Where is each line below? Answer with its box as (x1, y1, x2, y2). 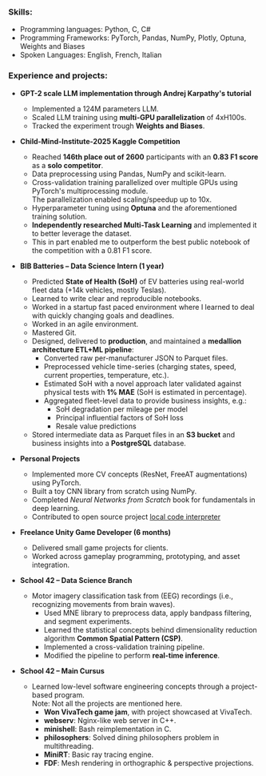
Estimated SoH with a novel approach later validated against (43, 379, 242, 388)
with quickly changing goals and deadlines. (31, 311, 174, 320)
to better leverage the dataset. (31, 228, 132, 238)
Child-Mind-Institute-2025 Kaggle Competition (19, 136, 181, 146)
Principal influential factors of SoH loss (55, 412, 184, 422)
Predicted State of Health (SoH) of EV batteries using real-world (31, 276, 244, 286)
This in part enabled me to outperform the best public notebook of (31, 237, 250, 247)
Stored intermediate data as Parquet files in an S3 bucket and (31, 429, 236, 439)
